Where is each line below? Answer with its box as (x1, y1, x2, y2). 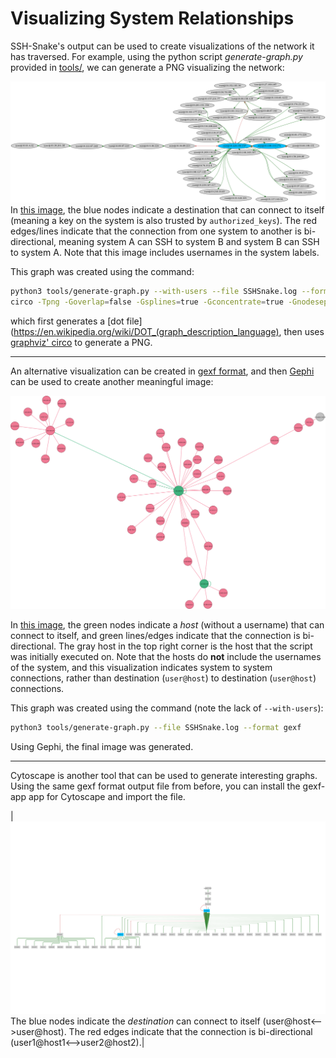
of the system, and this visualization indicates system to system (10, 661, 273, 673)
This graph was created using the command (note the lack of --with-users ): (10, 702, 324, 714)
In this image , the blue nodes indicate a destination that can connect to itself (10, 203, 325, 216)
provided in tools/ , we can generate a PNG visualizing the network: (10, 61, 285, 73)
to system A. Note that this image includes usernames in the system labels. (10, 246, 320, 258)
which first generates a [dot (10, 315, 125, 327)
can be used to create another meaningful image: (10, 375, 214, 387)
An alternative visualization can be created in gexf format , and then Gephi (10, 365, 315, 377)
